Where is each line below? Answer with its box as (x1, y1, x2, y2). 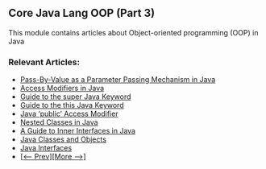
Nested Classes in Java (19, 117, 98, 127)
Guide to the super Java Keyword (19, 92, 131, 101)
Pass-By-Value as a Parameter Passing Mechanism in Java (19, 75, 216, 84)
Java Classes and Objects (19, 134, 107, 144)
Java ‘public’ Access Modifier (19, 109, 118, 119)
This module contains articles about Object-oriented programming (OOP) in (8, 27, 259, 37)
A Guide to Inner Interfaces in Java (19, 126, 135, 136)
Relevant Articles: (8, 56, 81, 68)
